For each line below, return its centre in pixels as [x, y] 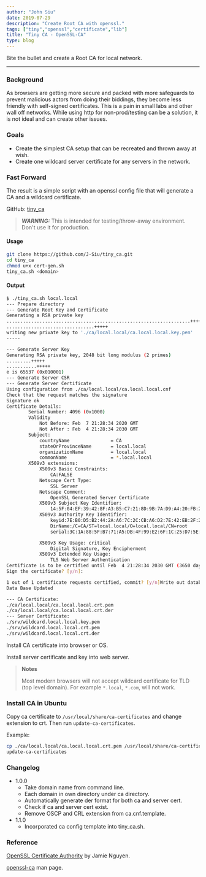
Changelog [23, 767]
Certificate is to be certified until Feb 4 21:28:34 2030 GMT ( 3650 [98, 566]
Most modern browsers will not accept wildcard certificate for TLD [105, 681]
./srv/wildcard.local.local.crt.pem [53, 628]
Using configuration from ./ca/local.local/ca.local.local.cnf [89, 389]
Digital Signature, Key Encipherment [98, 549]
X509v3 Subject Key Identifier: [80, 504]
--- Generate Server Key [38, 349]
